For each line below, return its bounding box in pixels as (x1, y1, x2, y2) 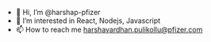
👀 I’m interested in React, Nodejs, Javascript (15, 16, 161, 25)
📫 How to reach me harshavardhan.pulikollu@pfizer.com (15, 25, 203, 34)
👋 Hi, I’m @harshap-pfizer (15, 8, 101, 17)
